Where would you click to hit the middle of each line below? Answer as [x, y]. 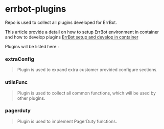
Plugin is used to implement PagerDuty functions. [67, 121]
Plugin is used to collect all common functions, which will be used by [86, 93]
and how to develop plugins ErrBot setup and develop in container [72, 37]
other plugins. [31, 98]
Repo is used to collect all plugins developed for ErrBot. [61, 22]
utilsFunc [16, 82]
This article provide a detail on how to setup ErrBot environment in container [82, 32]
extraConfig [20, 59]
